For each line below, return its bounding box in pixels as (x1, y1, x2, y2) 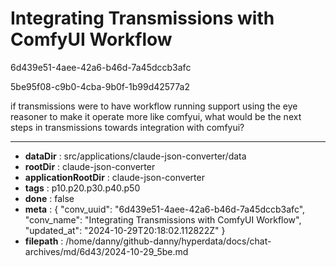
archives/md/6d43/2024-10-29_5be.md (24, 245, 189, 257)
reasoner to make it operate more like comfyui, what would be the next (10, 110, 302, 122)
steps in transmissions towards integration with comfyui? (10, 121, 245, 133)
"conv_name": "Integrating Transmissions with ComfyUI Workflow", (24, 213, 302, 226)
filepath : (24, 235, 64, 247)
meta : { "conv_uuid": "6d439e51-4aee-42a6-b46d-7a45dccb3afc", (24, 203, 306, 215)
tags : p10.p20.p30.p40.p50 (24, 182, 141, 194)
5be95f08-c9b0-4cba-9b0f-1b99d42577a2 (10, 80, 190, 92)
